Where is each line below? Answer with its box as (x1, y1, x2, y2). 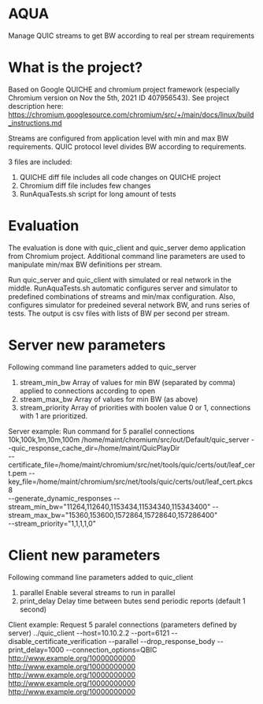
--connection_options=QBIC (65, 645, 157, 654)
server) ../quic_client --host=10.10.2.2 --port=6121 (8, 628, 170, 638)
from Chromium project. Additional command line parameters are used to (8, 251, 246, 260)
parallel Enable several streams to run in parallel (19, 587, 176, 597)
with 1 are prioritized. (19, 411, 88, 421)
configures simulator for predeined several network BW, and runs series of (8, 300, 250, 309)
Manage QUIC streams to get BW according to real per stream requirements (8, 31, 254, 40)
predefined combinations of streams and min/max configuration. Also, (8, 291, 236, 301)
